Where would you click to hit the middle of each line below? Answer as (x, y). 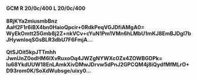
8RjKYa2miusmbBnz (32, 21)
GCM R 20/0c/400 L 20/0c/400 (46, 8)
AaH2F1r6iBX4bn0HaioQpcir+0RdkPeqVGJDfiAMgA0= (75, 27)
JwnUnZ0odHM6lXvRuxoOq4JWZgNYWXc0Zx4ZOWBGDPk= (84, 58)
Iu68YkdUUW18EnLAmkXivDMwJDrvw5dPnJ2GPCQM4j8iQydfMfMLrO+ (98, 65)
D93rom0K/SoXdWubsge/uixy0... (49, 71)
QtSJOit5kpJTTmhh (31, 52)
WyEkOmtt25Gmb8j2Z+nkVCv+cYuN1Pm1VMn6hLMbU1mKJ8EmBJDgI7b (99, 34)
